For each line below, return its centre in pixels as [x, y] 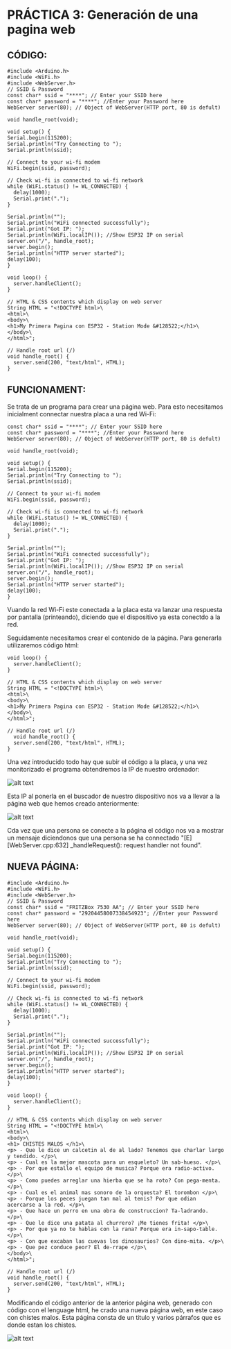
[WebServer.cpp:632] [38, 845]
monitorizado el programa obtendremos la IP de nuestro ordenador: [103, 769]
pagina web [41, 29]
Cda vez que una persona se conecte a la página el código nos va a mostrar [115, 830]
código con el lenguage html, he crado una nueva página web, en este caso [115, 1310]
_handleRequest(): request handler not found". [136, 845]
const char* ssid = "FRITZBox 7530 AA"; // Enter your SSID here [103, 907]
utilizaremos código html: [43, 645]
